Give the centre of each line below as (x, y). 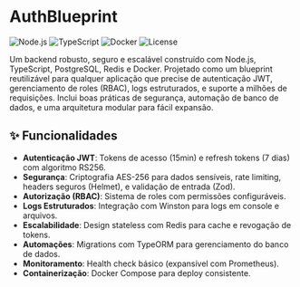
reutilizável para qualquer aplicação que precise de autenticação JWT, (141, 78)
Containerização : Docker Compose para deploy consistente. (136, 273)
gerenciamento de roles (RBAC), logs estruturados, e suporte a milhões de (148, 88)
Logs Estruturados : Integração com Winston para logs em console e (150, 206)
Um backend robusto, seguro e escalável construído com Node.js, (133, 59)
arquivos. (40, 215)
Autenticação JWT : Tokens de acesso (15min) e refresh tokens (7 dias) (156, 158)
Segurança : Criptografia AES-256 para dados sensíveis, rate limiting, (152, 177)
